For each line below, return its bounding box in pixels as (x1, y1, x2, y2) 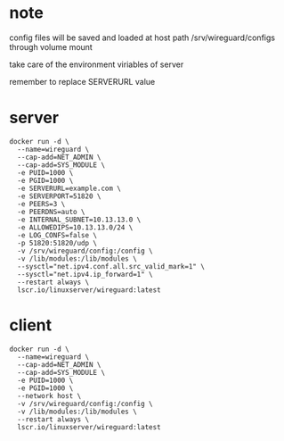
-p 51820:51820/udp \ (17, 238, 98, 247)
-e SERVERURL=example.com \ (17, 184, 122, 193)
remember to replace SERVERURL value (9, 76, 156, 87)
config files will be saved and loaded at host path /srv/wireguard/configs (9, 32, 276, 43)
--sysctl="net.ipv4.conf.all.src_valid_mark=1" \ (17, 262, 205, 270)
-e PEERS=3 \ (17, 199, 66, 208)
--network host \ (17, 391, 82, 400)
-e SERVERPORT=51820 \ (17, 191, 101, 201)
